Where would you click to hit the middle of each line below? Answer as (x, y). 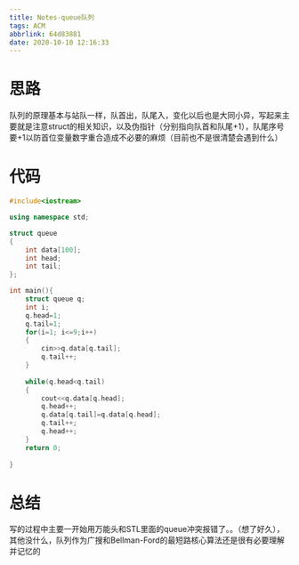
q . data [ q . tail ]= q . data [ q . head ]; (101, 415)
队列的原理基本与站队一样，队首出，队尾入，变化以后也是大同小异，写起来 (145, 116)
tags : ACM (28, 26)
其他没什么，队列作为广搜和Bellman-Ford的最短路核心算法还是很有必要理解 (147, 540)
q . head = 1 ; (44, 315)
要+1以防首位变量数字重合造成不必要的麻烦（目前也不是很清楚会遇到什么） (146, 138)
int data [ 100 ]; (53, 250)
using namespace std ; (49, 217)
